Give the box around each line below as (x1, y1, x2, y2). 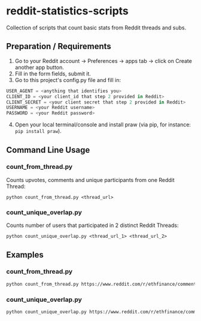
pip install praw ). (14, 128, 62, 135)
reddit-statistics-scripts (6, 4, 129, 18)
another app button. (14, 63, 65, 71)
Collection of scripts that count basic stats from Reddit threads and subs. (6, 24, 187, 31)
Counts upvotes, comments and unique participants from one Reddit (6, 176, 175, 183)
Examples (6, 250, 44, 260)
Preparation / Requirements (6, 41, 112, 52)
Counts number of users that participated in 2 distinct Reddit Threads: (6, 222, 179, 229)
